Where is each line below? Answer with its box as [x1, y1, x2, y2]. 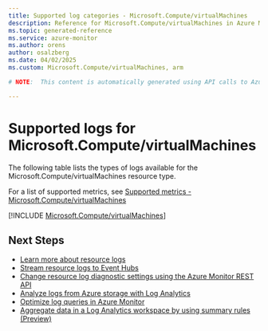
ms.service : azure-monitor [8, 33, 98, 42]
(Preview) [19, 314, 52, 324]
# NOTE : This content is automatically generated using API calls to [8, 77, 248, 86]
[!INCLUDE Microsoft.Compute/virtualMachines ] [8, 211, 166, 220]
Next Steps [8, 233, 65, 247]
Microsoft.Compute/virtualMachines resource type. [8, 171, 177, 180]
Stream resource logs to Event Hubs [19, 263, 140, 273]
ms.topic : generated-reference [8, 26, 112, 34]
